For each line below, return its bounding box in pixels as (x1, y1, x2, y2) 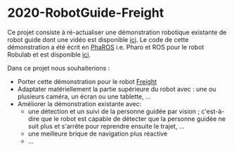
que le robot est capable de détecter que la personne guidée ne (41, 114, 226, 123)
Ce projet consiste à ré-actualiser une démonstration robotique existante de (7, 28, 227, 36)
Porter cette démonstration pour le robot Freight (17, 77, 157, 85)
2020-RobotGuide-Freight (7, 5, 164, 21)
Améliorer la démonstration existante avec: (17, 99, 142, 108)
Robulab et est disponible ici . (7, 50, 91, 59)
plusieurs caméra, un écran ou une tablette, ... (17, 92, 151, 101)
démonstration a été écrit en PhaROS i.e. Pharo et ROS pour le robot (7, 43, 204, 51)
